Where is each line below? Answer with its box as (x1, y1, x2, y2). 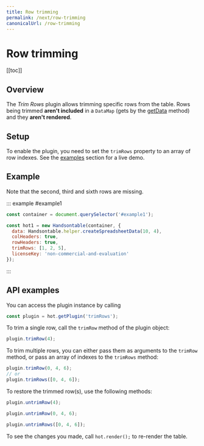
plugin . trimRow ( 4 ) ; (6, 336, 56, 342)
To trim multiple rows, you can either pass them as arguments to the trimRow (6, 347, 198, 354)
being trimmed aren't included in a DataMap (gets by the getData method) (6, 107, 190, 115)
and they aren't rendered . (6, 113, 72, 121)
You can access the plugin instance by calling (6, 301, 121, 309)
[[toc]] (6, 67, 23, 74)
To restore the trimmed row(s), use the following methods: (6, 387, 152, 395)
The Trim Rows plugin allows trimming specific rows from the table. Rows (6, 101, 191, 108)
